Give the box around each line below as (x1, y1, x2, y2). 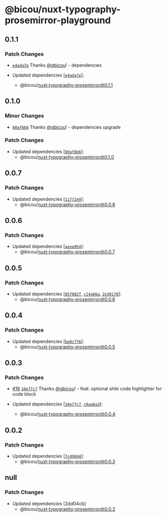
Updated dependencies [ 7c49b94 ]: (12, 453, 84, 459)
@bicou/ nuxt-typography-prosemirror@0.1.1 (20, 82, 113, 88)
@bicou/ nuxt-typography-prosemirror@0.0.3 (20, 458, 116, 465)
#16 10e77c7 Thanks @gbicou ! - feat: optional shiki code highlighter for (12, 385, 162, 392)
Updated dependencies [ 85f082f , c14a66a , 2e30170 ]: (12, 290, 122, 297)
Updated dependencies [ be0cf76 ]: (12, 338, 84, 344)
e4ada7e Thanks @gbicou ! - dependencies (12, 62, 102, 68)
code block (12, 391, 36, 397)
